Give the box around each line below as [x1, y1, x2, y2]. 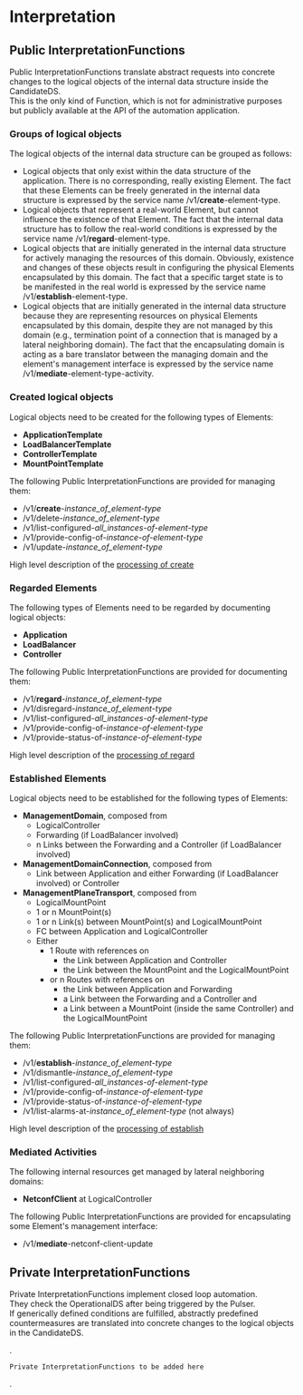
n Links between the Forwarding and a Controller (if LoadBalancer [35, 839, 282, 850]
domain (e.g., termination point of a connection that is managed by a [22, 329, 279, 341]
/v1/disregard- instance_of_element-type [22, 703, 173, 714]
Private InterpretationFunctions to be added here [9, 1362, 204, 1371]
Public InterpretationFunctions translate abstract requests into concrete [9, 66, 276, 77]
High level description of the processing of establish [9, 1123, 204, 1135]
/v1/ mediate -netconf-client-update [22, 1238, 154, 1249]
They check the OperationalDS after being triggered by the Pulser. [9, 1299, 256, 1310]
